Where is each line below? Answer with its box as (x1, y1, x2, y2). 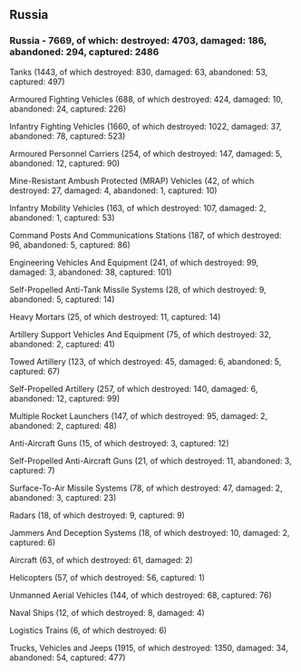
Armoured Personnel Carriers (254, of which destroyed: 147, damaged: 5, (9, 148, 283, 159)
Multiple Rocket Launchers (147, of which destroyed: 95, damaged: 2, (9, 410, 268, 421)
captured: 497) (9, 76, 65, 87)
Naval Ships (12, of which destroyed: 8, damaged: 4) (9, 607, 206, 618)
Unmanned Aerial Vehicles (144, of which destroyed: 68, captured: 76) (9, 589, 272, 600)
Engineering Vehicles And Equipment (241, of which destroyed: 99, (9, 257, 259, 268)
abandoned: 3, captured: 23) (9, 492, 117, 502)
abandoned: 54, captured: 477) (9, 652, 126, 663)
